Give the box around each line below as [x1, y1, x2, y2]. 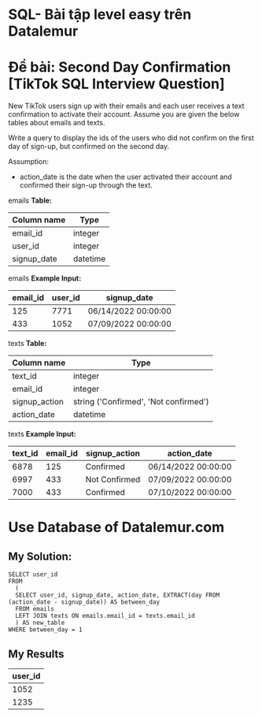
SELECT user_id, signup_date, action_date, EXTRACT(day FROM [15, 591, 220, 600]
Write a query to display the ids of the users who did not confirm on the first [8, 133, 254, 143]
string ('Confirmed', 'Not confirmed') [73, 396, 210, 407]
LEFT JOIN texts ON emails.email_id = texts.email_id [15, 612, 195, 620]
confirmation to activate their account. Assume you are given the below [8, 110, 240, 119]
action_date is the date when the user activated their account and [19, 172, 232, 182]
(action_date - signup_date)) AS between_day [8, 598, 160, 606]
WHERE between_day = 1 [8, 626, 83, 634]
